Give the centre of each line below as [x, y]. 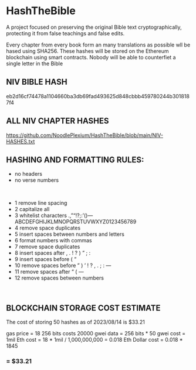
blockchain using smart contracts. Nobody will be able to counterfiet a [91, 57]
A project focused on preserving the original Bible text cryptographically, [94, 27]
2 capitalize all [32, 209]
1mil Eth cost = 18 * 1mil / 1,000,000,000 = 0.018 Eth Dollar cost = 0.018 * [94, 340]
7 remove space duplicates [47, 247]
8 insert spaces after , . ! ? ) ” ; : [53, 253]
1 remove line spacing [41, 203]
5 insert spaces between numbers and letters [70, 234]
